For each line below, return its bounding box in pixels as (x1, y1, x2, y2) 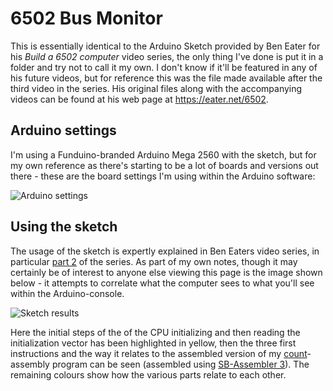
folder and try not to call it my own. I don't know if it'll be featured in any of (10, 61, 318, 73)
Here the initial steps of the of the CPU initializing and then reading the (10, 326, 301, 338)
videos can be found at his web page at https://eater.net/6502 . (10, 93, 269, 105)
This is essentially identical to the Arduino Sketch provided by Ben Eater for (10, 40, 321, 52)
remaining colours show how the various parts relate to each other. (10, 368, 287, 381)
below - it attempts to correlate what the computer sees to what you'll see (10, 277, 315, 289)
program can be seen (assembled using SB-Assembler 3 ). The (51, 358, 310, 370)
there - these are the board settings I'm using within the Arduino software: (10, 170, 316, 182)
